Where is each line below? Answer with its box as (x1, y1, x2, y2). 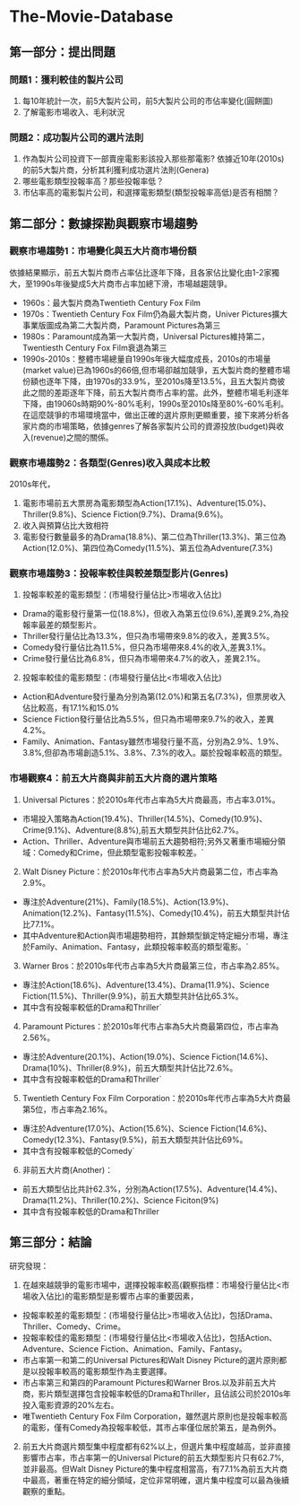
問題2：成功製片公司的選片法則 (9, 131, 144, 144)
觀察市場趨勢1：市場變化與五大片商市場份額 (9, 245, 197, 258)
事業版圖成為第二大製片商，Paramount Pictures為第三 (21, 319, 221, 330)
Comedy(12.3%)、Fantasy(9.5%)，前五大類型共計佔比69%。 (21, 1133, 248, 1145)
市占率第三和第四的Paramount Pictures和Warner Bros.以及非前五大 (21, 1377, 270, 1387)
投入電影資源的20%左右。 (21, 1399, 119, 1410)
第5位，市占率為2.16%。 (21, 1104, 113, 1115)
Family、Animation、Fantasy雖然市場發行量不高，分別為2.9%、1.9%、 (21, 736, 284, 747)
